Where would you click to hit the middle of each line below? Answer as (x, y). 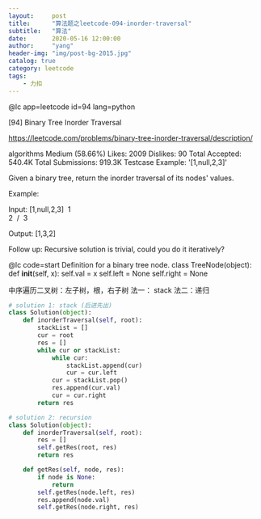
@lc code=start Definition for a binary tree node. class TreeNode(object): (130, 264)
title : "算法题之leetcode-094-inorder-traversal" (100, 23)
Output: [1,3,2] (32, 233)
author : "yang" (41, 46)
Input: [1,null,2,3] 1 (40, 209)
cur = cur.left (91, 373)
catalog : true (32, 61)
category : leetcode (41, 69)
